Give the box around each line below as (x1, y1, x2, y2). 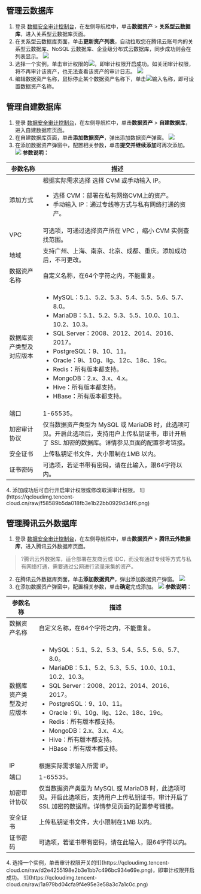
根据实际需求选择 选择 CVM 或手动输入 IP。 (42, 176, 165, 185)
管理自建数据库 (6, 102, 62, 112)
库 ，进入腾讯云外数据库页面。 (14, 543, 89, 550)
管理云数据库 (6, 5, 54, 16)
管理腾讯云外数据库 (6, 518, 77, 528)
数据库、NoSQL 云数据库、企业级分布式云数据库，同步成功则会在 (31, 45, 191, 52)
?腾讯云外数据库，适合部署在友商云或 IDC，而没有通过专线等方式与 (20, 555, 187, 563)
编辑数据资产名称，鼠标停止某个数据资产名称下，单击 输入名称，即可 (14, 75, 189, 82)
